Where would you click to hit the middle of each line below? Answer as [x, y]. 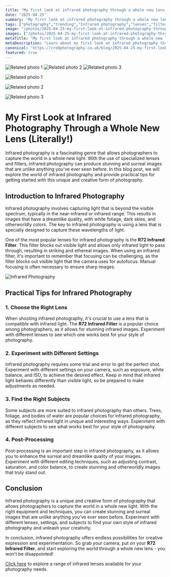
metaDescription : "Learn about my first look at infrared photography [82, 43]
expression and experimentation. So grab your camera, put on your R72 [80, 543]
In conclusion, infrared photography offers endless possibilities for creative [84, 537]
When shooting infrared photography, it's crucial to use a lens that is [77, 318]
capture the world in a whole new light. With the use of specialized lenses [82, 158]
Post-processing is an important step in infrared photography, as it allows [82, 451]
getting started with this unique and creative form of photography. [75, 180]
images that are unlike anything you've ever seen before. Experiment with [82, 517]
